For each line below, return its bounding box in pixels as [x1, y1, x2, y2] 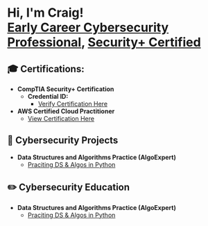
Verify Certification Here [37, 99, 108, 108]
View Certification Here [27, 115, 95, 122]
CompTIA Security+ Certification [17, 85, 114, 93]
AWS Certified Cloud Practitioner [17, 107, 115, 115]
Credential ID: [27, 92, 69, 100]
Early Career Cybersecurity [7, 19, 169, 35]
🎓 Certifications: [7, 63, 85, 74]
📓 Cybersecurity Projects [7, 134, 119, 147]
